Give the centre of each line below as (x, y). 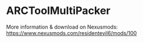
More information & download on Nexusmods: (62, 27)
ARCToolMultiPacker (58, 11)
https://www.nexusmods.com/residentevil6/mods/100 (71, 33)
